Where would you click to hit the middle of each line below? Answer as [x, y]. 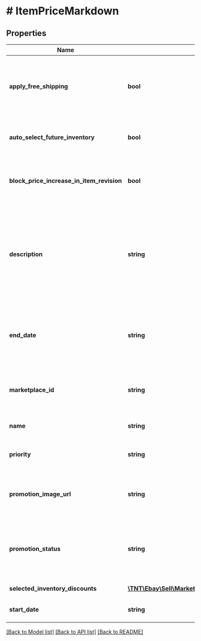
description [26, 254]
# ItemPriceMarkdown [63, 11]
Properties [26, 33]
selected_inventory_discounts [53, 589]
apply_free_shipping [39, 86]
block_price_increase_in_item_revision [66, 181]
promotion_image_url [40, 494]
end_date [23, 335]
